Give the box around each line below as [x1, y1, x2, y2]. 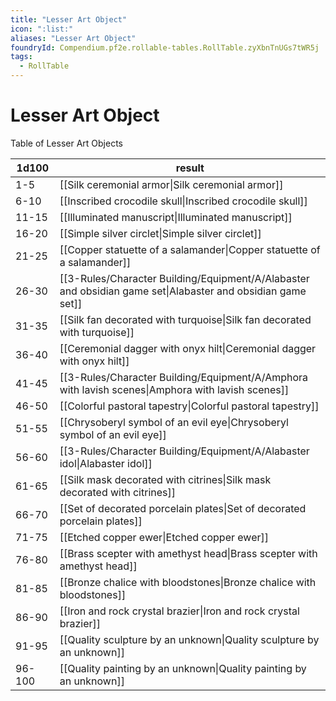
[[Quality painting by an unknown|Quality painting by [59, 661, 307, 675]
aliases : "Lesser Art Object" [10, 33, 137, 43]
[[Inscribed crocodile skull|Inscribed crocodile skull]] [59, 194, 308, 208]
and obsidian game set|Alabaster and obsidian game [59, 284, 307, 298]
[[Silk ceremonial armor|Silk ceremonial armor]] [59, 177, 284, 191]
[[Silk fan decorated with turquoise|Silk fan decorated [59, 312, 312, 326]
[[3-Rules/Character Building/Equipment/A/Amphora [59, 370, 309, 384]
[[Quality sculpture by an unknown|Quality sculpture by [59, 632, 320, 646]
